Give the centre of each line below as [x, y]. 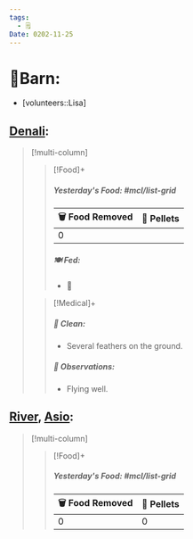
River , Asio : [41, 417]
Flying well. [87, 389]
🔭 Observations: [84, 366]
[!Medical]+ [74, 303]
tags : [19, 17]
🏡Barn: [35, 78]
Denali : [29, 131]
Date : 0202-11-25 [41, 34]
